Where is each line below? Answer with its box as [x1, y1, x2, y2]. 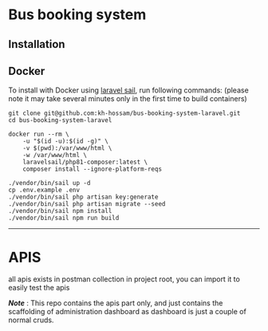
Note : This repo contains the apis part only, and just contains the [8, 298, 223, 308]
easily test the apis [8, 283, 70, 293]
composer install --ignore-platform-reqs [22, 165, 162, 173]
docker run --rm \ [8, 130, 69, 139]
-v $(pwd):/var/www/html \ [22, 144, 112, 152]
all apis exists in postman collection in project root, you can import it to [8, 274, 241, 284]
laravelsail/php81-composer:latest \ [22, 158, 148, 167]
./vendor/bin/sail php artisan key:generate [8, 193, 159, 201]
